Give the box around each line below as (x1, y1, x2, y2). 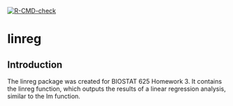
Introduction (7, 59, 63, 70)
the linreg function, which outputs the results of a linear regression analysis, (7, 84, 226, 93)
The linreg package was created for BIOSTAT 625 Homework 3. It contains (7, 77, 223, 85)
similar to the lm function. (7, 92, 80, 100)
